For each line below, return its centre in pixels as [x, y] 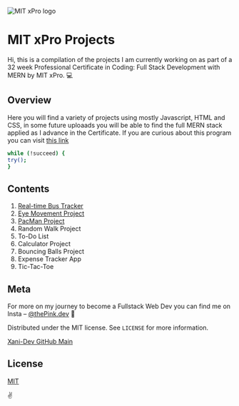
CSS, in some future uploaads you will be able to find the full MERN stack [115, 125]
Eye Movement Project [51, 213]
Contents [29, 189]
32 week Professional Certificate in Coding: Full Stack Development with [114, 67]
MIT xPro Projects [61, 40]
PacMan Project [41, 221]
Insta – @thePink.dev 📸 [41, 314]
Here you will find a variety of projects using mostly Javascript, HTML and [116, 117]
